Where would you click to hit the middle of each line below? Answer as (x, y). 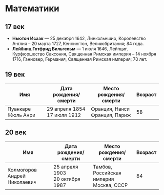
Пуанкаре (19, 109)
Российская (107, 173)
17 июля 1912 (64, 115)
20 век (16, 133)
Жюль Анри (21, 115)
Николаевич (22, 182)
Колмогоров (22, 170)
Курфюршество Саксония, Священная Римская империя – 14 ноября (84, 54)
